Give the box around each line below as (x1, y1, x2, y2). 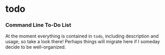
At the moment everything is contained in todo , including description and (5, 33, 159, 39)
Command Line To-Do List (5, 22, 72, 29)
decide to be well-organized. (5, 44, 66, 50)
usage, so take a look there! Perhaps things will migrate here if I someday (5, 39, 160, 45)
